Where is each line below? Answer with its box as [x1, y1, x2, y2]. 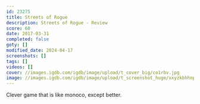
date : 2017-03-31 [6, 31, 49, 37]
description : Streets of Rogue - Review [6, 20, 108, 26]
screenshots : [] [6, 53, 46, 59]
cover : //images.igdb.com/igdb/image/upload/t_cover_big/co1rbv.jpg [6, 70, 180, 75]
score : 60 [6, 25, 31, 31]
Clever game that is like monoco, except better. [6, 92, 122, 99]
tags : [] [6, 58, 28, 64]
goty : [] [6, 42, 28, 48]
